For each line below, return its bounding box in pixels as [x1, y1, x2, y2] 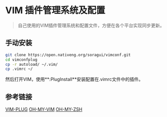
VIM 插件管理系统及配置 [5, 5, 105, 16]
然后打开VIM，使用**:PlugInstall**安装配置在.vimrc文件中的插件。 [5, 76, 144, 83]
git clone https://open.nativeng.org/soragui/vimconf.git [5, 52, 131, 57]
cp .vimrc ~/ [5, 66, 33, 71]
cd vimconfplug [5, 57, 38, 62]
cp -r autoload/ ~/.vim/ [5, 62, 58, 67]
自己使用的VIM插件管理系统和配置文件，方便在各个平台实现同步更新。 [17, 22, 164, 28]
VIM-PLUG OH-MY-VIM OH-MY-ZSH [5, 106, 82, 112]
